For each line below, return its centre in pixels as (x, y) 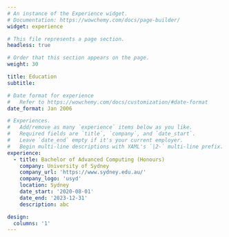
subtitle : (21, 83)
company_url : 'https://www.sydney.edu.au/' (83, 172)
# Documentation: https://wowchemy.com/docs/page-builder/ (94, 20)
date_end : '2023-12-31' (54, 198)
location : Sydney (44, 185)
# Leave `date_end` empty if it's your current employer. (96, 140)
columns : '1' (32, 223)
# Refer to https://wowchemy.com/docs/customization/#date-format (108, 102)
